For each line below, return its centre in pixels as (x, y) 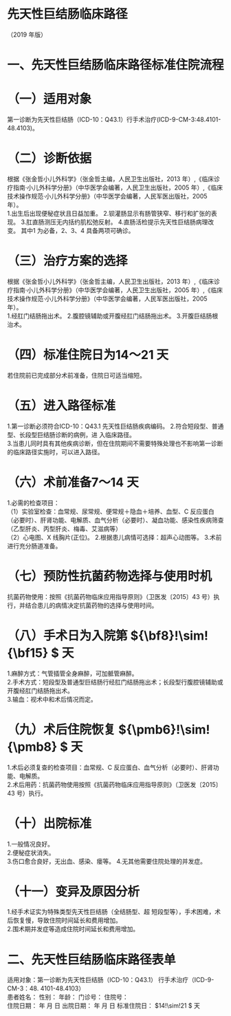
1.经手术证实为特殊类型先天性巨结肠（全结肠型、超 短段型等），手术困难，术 (114, 912)
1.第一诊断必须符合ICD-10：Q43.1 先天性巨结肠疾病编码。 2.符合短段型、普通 (115, 426)
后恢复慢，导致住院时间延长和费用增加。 (64, 920)
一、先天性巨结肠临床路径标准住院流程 (116, 65)
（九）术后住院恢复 (62, 730)
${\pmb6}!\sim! (164, 730)
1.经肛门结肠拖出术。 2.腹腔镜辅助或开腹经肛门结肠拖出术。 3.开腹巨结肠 (110, 316)
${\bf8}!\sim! (169, 636)
